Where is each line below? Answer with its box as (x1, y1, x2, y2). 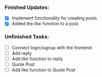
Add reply (11, 50, 32, 56)
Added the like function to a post (11, 21, 78, 27)
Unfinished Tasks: (4, 34, 49, 40)
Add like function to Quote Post (11, 67, 76, 73)
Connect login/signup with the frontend (11, 44, 92, 50)
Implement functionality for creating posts (11, 15, 97, 21)
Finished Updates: (4, 4, 50, 11)
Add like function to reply (11, 56, 63, 62)
